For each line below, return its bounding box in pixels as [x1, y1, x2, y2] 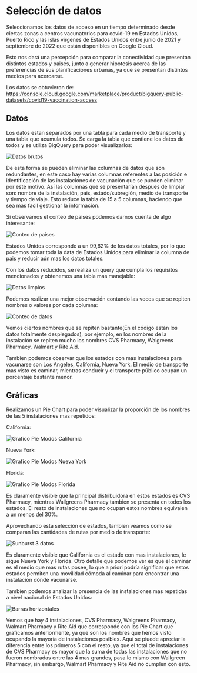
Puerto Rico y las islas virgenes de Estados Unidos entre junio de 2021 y [6, 36, 181, 43]
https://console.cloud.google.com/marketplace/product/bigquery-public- [6, 90, 184, 97]
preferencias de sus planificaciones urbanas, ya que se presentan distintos [6, 66, 188, 73]
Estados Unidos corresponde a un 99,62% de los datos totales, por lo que [6, 242, 185, 249]
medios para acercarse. [6, 72, 64, 79]
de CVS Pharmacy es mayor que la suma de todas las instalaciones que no [6, 648, 188, 655]
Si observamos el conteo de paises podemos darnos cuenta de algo [6, 213, 172, 220]
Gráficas [6, 390, 38, 401]
